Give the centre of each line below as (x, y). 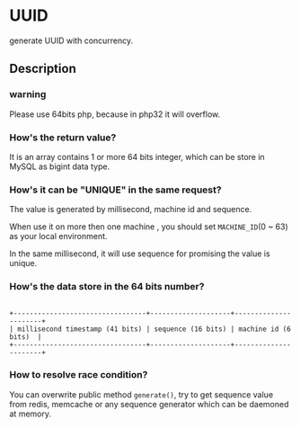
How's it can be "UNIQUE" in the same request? (115, 190)
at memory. (31, 414)
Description (43, 69)
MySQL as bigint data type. (60, 166)
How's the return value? (63, 138)
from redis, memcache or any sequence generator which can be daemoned (149, 404)
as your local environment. (58, 236)
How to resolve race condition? (79, 375)
